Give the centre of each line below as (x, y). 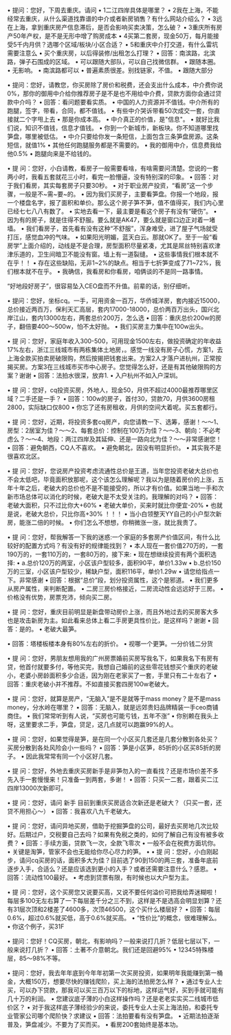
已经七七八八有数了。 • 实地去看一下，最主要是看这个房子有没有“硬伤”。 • (112, 211)
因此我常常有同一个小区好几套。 (71, 756)
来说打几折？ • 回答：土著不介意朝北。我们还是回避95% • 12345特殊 (110, 950)
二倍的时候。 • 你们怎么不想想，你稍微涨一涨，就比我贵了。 (115, 522)
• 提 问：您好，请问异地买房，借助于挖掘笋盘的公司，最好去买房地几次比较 (113, 826)
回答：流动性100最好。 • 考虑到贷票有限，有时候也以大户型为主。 (100, 878)
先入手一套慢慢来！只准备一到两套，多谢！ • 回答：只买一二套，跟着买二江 (113, 780)
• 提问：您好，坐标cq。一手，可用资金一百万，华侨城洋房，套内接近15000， (115, 301)
